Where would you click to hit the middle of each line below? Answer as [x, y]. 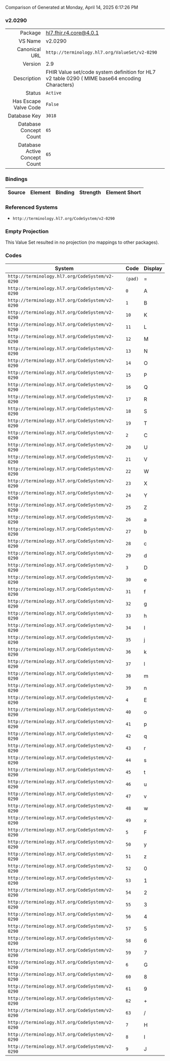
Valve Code [27, 107]
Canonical [29, 49]
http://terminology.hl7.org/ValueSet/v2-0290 [102, 52]
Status [33, 93]
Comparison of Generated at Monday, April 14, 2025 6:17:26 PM [72, 7]
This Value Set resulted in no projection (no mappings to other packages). [82, 242]
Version [32, 64]
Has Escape [27, 101]
